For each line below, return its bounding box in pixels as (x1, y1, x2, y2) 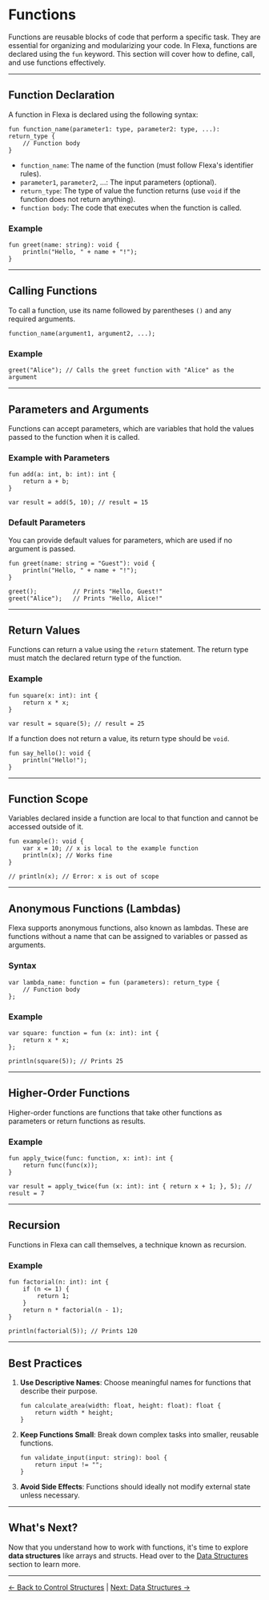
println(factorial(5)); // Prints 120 (8, 1328, 138, 1336)
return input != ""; (34, 1461, 103, 1469)
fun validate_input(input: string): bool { (19, 1453, 168, 1461)
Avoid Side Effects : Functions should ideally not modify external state (19, 1481, 251, 1491)
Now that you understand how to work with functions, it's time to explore (8, 1542, 249, 1552)
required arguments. (8, 314, 76, 324)
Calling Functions (8, 284, 98, 298)
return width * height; (34, 1409, 114, 1417)
